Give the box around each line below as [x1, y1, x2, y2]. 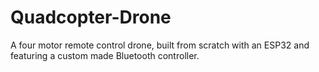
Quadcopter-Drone [10, 6, 172, 29]
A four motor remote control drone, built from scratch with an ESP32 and [10, 39, 310, 51]
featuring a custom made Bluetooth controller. [10, 49, 200, 61]
